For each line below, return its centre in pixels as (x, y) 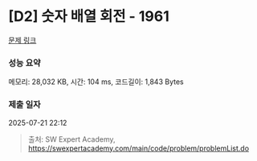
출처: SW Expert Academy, (71, 139)
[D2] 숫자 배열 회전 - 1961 (89, 16)
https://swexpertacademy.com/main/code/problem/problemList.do (139, 148)
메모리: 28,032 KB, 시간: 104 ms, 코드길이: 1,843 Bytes (96, 82)
